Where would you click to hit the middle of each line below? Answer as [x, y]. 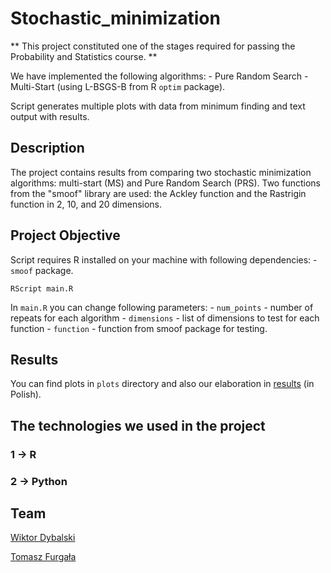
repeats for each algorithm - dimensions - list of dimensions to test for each [165, 318]
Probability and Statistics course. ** [84, 56]
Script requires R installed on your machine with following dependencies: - [164, 259]
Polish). [26, 394]
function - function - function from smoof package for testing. [139, 328]
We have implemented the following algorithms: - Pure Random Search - [159, 76]
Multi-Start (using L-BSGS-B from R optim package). [118, 86]
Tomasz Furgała [43, 557]
